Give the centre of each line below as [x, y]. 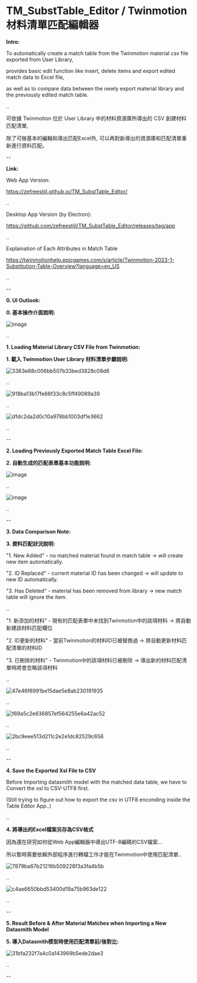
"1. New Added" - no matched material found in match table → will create [95, 555]
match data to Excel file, [35, 77]
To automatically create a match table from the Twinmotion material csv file [97, 53]
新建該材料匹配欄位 [29, 628]
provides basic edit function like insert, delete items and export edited [91, 71]
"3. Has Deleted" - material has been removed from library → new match [94, 591]
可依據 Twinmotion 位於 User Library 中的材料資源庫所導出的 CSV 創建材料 [96, 118]
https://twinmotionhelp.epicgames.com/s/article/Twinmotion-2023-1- [90, 259]
